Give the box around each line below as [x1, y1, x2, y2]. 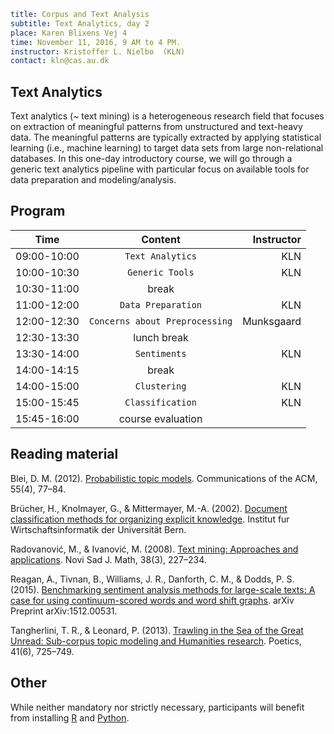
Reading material [10, 446, 119, 463]
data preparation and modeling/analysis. [10, 174, 177, 186]
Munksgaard [242, 314, 302, 328]
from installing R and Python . [10, 711, 130, 724]
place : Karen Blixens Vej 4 [10, 28, 128, 38]
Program [10, 203, 66, 220]
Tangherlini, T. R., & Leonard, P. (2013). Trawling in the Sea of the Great [10, 624, 304, 636]
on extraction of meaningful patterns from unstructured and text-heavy [10, 121, 303, 133]
